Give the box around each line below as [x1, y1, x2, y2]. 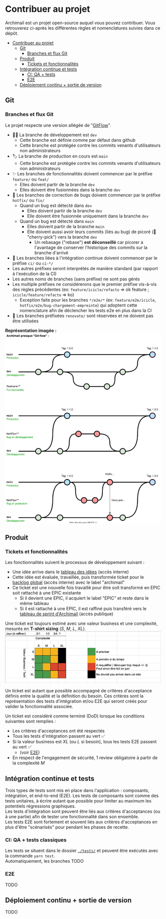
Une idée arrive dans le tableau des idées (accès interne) [12, 569, 129, 575]
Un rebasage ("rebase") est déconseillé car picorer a [34, 239, 143, 245]
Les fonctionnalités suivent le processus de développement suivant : [5, 559, 145, 565]
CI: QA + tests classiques [5, 836, 67, 843]
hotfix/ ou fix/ [12, 197, 45, 203]
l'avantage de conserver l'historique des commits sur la [34, 244, 148, 250]
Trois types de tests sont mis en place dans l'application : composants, [5, 788, 150, 794]
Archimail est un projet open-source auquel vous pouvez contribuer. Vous [5, 20, 156, 26]
